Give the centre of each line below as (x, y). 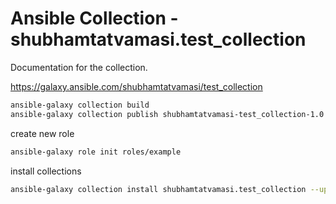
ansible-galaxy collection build (80, 105)
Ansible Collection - (94, 18)
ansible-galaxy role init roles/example (96, 152)
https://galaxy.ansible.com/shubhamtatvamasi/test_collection (136, 86)
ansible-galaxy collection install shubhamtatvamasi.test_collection (158, 189)
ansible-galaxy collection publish (84, 114)
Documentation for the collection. (79, 67)
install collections (46, 171)
